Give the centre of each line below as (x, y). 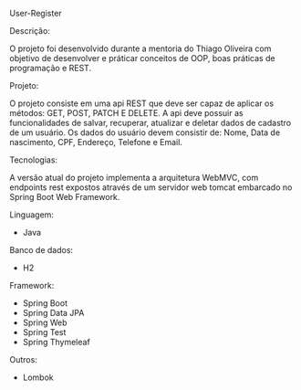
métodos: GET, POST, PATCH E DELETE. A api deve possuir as (126, 113)
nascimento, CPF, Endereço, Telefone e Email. (96, 142)
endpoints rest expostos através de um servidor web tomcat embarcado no (151, 187)
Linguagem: (32, 215)
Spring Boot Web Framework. (65, 197)
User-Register (36, 13)
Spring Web (45, 322)
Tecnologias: (33, 160)
